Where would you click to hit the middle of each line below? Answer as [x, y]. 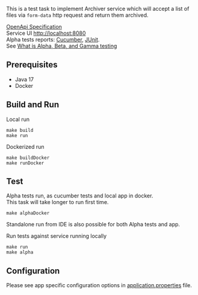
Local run [18, 119]
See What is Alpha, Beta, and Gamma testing [62, 46]
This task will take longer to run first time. [57, 202]
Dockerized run [25, 146]
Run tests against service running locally [57, 236]
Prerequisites [32, 65]
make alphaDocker [28, 213]
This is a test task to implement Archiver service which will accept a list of [98, 9]
